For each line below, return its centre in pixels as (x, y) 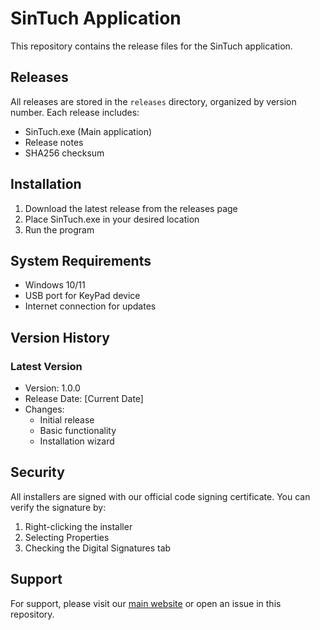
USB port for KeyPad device (82, 296)
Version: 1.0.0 (52, 388)
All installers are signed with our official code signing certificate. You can (160, 496)
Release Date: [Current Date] (84, 399)
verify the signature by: (58, 507)
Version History (60, 337)
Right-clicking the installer (78, 526)
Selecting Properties (67, 537)
